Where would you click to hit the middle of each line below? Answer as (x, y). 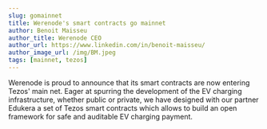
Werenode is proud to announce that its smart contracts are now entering (129, 82)
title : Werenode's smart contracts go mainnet (87, 23)
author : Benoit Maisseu (48, 30)
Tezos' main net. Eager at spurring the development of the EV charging (125, 91)
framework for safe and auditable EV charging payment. (101, 116)
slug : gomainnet (35, 16)
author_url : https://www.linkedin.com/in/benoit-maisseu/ (107, 45)
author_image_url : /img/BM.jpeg (62, 53)
